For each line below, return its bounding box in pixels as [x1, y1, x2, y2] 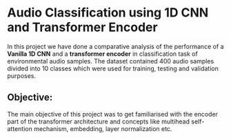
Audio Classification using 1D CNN [7, 5, 209, 21]
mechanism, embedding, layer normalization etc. [33, 124, 172, 132]
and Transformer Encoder [7, 19, 158, 35]
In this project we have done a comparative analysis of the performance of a [7, 42, 224, 50]
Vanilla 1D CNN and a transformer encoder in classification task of [7, 50, 198, 58]
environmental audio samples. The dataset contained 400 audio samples [7, 57, 214, 65]
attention [7, 124, 32, 132]
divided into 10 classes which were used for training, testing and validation [7, 64, 219, 72]
